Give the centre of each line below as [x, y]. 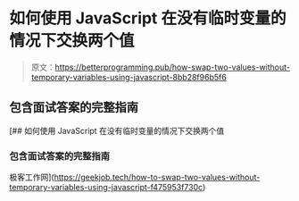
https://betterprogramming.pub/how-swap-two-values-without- [173, 67]
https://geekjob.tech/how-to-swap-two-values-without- [157, 177]
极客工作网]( [32, 177]
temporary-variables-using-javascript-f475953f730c [106, 188]
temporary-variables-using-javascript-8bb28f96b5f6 [129, 77]
